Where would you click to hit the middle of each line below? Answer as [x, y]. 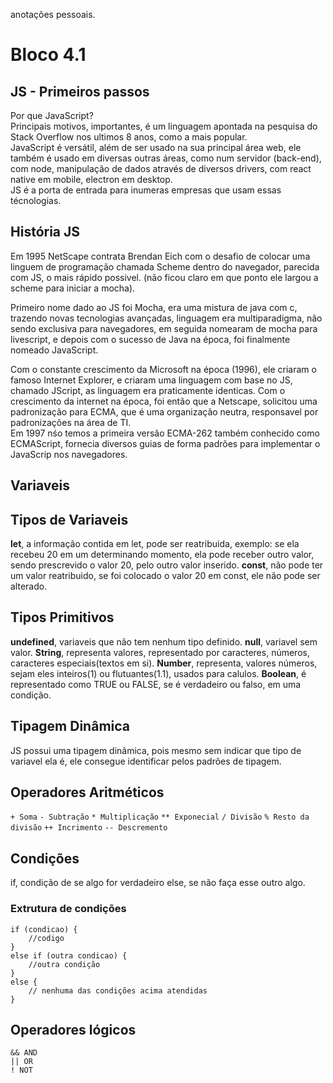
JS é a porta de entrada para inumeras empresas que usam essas [146, 190]
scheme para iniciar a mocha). [73, 288]
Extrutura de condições [68, 909]
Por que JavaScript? [52, 115]
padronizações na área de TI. [71, 422]
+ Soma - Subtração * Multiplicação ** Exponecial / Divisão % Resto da [160, 817]
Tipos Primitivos [62, 617]
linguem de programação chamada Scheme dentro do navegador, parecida [165, 266]
